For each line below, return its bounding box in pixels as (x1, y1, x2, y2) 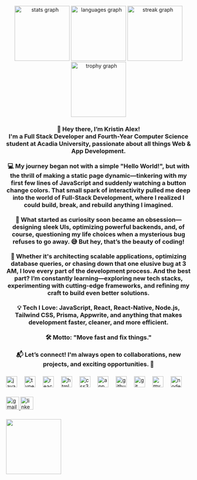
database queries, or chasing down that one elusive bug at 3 (11, 259, 186, 268)
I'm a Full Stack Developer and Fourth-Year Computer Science (8, 132, 189, 140)
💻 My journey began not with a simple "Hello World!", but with (8, 162, 189, 170)
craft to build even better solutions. (47, 289, 150, 297)
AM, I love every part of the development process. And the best (6, 266, 191, 275)
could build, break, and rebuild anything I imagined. (23, 201, 174, 209)
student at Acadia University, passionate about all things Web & (6, 140, 191, 148)
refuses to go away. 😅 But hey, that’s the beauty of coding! (12, 237, 185, 245)
